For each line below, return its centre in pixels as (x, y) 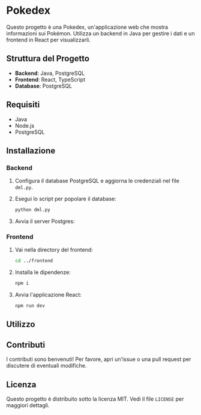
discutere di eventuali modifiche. (46, 366)
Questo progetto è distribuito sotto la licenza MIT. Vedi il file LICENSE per (95, 399)
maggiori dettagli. (28, 405)
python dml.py (32, 210)
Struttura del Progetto (48, 58)
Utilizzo (21, 324)
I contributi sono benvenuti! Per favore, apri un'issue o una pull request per (99, 359)
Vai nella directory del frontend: (54, 250)
